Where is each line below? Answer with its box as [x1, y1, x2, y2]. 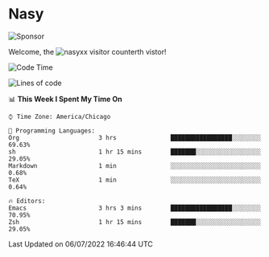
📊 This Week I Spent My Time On [8, 94, 122, 104]
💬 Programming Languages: [8, 126, 95, 135]
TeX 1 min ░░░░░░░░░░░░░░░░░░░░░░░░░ [8, 176, 262, 184]
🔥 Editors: [8, 197, 46, 205]
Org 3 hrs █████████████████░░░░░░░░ [8, 133, 262, 141]
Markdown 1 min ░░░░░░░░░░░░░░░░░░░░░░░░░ [8, 161, 262, 169]
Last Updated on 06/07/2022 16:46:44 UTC [8, 239, 153, 249]
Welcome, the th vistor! [8, 47, 167, 56]
